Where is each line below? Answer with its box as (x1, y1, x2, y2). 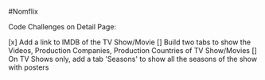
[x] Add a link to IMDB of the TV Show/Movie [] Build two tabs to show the (8, 37, 251, 47)
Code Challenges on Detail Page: (8, 22, 117, 31)
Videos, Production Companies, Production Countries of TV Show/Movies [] (8, 46, 257, 55)
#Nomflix (8, 7, 38, 16)
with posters (8, 63, 49, 72)
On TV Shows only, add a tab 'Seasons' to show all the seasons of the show (8, 55, 257, 63)
